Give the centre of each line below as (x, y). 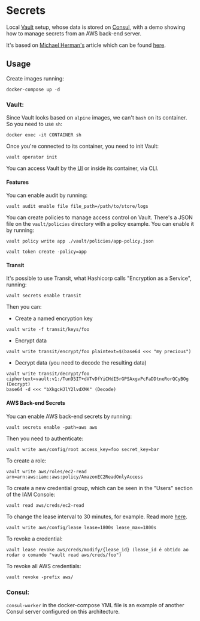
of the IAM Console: (31, 494)
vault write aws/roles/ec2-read (46, 471)
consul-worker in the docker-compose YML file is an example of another (95, 605)
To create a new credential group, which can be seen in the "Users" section (100, 488)
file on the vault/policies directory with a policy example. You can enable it (100, 224)
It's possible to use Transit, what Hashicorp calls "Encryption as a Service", (99, 278)
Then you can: (24, 307)
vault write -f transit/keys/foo (48, 330)
